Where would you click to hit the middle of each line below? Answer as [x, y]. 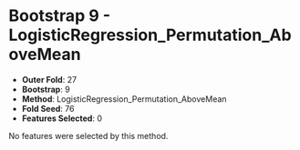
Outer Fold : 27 [49, 79]
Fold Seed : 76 [48, 108]
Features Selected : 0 [62, 118]
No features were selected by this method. [88, 135]
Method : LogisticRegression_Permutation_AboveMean [124, 99]
